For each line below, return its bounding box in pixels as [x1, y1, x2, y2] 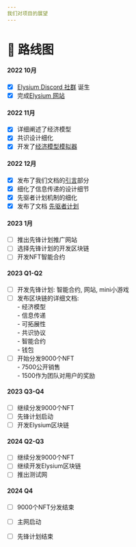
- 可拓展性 [16, 319, 46, 328]
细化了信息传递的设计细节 [16, 184, 90, 193]
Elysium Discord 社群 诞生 [16, 83, 90, 92]
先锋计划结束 [16, 532, 53, 540]
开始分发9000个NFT [16, 354, 74, 362]
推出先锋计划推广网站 [16, 235, 77, 244]
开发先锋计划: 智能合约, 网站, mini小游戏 [16, 285, 130, 293]
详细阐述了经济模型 [16, 125, 72, 133]
